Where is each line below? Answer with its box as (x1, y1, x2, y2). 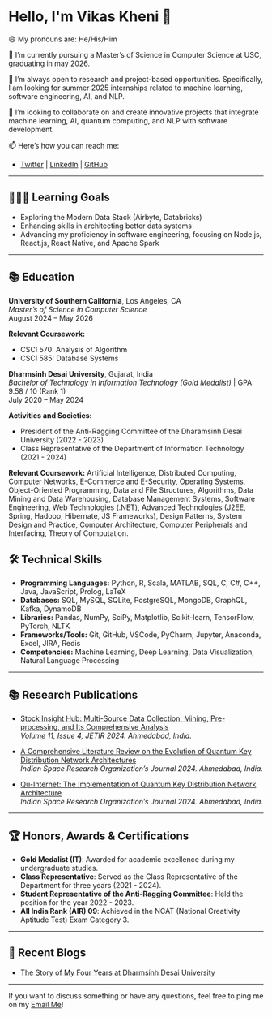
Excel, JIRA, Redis (19, 639, 81, 649)
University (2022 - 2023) (19, 434, 104, 445)
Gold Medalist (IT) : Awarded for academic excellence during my (19, 855, 235, 864)
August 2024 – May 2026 (8, 312, 94, 323)
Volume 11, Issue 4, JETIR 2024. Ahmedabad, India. (19, 730, 192, 741)
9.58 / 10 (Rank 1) (8, 386, 66, 396)
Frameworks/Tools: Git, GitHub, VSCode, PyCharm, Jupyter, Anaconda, (19, 630, 261, 640)
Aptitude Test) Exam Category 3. (19, 915, 130, 924)
